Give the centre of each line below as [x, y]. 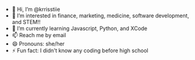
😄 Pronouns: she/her [38, 44]
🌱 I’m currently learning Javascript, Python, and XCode [80, 28]
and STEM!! [26, 22]
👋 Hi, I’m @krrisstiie [36, 9]
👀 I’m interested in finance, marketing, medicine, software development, [100, 16]
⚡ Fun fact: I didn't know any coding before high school [80, 50]
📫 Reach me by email [39, 35]
